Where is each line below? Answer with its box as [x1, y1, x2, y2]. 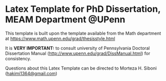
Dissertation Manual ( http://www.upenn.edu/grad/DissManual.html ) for [5, 50, 151, 56]
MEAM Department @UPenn [5, 14, 126, 25]
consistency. [5, 55, 31, 61]
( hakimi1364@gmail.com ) [5, 70, 57, 76]
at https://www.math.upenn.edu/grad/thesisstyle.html [5, 36, 116, 41]
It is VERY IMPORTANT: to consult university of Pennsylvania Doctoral [5, 45, 150, 51]
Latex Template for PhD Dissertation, [5, 3, 161, 15]
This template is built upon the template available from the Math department [5, 30, 161, 36]
